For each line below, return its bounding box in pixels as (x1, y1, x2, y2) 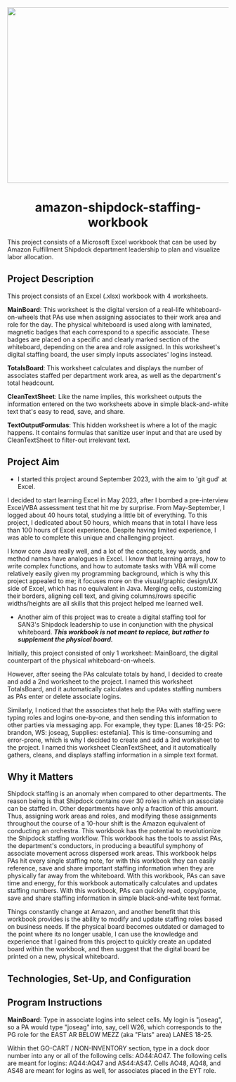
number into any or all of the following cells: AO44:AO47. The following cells (7, 1051, 228, 1060)
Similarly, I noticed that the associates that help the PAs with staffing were (7, 705, 221, 714)
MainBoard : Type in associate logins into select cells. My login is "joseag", (7, 1015, 223, 1024)
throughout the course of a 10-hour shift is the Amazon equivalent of (7, 819, 206, 828)
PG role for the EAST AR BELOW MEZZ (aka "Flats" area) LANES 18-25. (7, 1030, 213, 1038)
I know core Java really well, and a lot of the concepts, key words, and (7, 547, 211, 555)
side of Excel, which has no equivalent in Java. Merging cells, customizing (7, 584, 222, 592)
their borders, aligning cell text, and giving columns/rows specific (7, 592, 197, 600)
